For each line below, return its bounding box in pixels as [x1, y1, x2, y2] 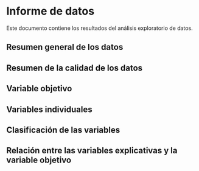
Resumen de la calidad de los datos [6, 63, 143, 73]
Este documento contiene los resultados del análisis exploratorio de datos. [6, 24, 193, 32]
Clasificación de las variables [6, 125, 120, 135]
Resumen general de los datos [6, 42, 124, 52]
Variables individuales [6, 104, 93, 114]
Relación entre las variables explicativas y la [6, 145, 178, 156]
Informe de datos [6, 4, 95, 18]
